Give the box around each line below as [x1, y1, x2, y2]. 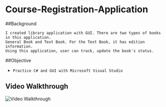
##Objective [5, 57, 32, 63]
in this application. [5, 35, 52, 40]
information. [5, 44, 33, 49]
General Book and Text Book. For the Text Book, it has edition [5, 39, 145, 45]
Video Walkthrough [5, 82, 68, 91]
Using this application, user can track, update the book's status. [5, 48, 154, 53]
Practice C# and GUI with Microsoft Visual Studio [12, 68, 123, 73]
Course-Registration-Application [5, 4, 148, 15]
